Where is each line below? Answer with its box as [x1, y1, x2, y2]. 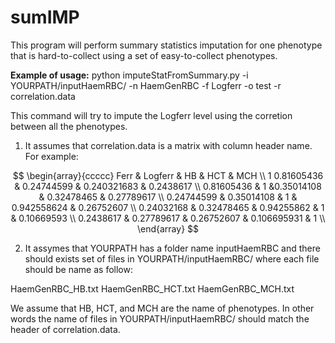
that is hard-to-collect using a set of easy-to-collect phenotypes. [10, 49, 278, 61]
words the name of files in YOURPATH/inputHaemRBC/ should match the [10, 312, 310, 325]
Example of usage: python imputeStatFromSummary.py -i [10, 69, 249, 81]
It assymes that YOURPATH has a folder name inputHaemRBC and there [24, 242, 321, 254]
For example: [24, 150, 79, 162]
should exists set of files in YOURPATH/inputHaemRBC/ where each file [24, 252, 320, 265]
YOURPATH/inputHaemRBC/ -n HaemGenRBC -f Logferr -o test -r [10, 79, 282, 91]
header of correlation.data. [10, 323, 121, 335]
